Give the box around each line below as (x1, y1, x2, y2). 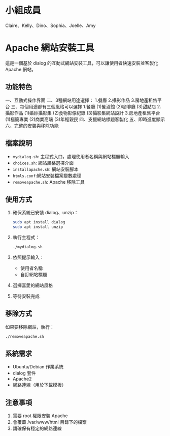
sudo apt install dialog (12, 220, 65, 225)
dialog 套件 (12, 370, 36, 376)
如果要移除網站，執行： (5, 324, 54, 330)
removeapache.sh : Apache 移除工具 (12, 179, 85, 185)
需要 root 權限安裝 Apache (12, 413, 68, 419)
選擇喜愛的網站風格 (12, 282, 53, 288)
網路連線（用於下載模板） (12, 382, 66, 388)
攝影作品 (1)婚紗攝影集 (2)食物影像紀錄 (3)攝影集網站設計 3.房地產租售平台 (5, 110, 160, 116)
